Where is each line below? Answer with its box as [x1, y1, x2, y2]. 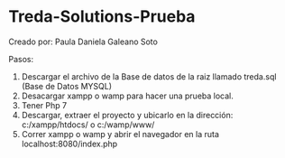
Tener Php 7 [21, 99, 68, 110]
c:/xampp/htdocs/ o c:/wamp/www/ [21, 119, 155, 130]
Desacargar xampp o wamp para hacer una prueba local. [21, 90, 234, 101]
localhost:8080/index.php [21, 138, 118, 149]
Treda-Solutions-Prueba [8, 6, 196, 27]
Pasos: [8, 53, 34, 64]
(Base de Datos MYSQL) [21, 80, 113, 91]
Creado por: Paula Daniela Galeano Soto [8, 36, 159, 47]
